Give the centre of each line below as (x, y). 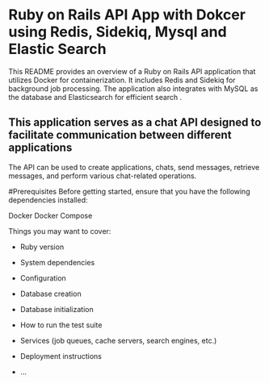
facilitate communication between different (120, 135)
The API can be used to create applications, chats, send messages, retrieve (134, 167)
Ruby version (42, 247)
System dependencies (57, 262)
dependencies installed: (48, 200)
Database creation (51, 293)
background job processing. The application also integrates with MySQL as (133, 88)
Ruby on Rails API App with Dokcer (127, 15)
